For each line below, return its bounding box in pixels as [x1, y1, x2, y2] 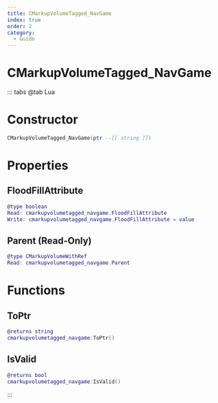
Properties [7, 158, 69, 174]
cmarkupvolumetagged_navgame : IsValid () [7, 378, 121, 385]
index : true [7, 16, 41, 23]
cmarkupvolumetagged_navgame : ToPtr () [7, 334, 115, 341]
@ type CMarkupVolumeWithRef [7, 253, 88, 260]
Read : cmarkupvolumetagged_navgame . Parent [7, 260, 130, 266]
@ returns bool [7, 371, 48, 378]
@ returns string [7, 328, 53, 335]
